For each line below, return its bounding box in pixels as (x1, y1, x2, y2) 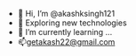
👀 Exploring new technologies (17, 17, 127, 28)
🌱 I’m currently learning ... (17, 27, 113, 37)
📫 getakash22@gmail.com (17, 37, 116, 47)
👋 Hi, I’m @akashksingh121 (17, 9, 116, 18)
